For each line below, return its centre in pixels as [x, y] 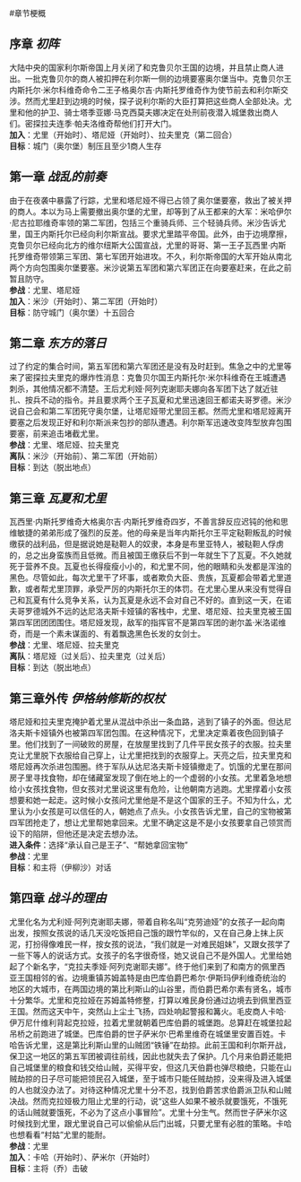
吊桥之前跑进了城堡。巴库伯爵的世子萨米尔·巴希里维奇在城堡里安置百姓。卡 [148, 1033]
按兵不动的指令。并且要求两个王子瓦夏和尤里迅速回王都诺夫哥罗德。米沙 [158, 400]
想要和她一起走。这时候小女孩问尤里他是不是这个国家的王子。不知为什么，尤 [150, 800]
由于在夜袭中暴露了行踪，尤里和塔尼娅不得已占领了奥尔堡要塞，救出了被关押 [150, 200]
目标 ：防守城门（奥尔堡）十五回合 [72, 312]
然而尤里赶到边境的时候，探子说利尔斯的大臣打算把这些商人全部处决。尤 [158, 100]
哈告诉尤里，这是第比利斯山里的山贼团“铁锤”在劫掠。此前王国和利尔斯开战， [150, 1045]
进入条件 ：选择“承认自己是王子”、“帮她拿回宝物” [99, 845]
